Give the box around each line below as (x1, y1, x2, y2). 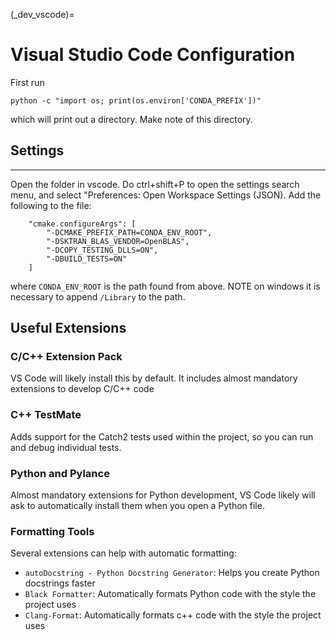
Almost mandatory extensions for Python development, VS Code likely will (10, 489, 316, 501)
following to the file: (10, 199, 92, 211)
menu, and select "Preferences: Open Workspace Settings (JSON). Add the (10, 189, 322, 201)
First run (10, 76, 45, 88)
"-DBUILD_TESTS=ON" (46, 254, 128, 264)
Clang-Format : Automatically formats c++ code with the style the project (24, 609, 322, 621)
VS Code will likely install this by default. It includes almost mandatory (10, 372, 298, 384)
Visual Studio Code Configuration (10, 44, 296, 66)
